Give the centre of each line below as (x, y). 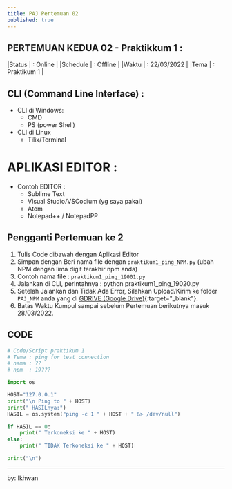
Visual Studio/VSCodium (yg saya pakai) (85, 202)
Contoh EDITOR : (41, 186)
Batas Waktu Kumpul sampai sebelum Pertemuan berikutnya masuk (113, 305)
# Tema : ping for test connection (58, 357)
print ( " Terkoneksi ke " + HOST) (68, 433)
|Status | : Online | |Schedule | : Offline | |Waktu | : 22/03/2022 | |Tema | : (111, 65)
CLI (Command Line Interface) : (76, 94)
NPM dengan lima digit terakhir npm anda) (77, 269)
